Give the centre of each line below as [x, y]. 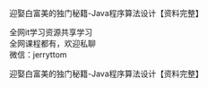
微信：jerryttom [38, 55]
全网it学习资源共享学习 [51, 32]
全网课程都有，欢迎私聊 [52, 43]
